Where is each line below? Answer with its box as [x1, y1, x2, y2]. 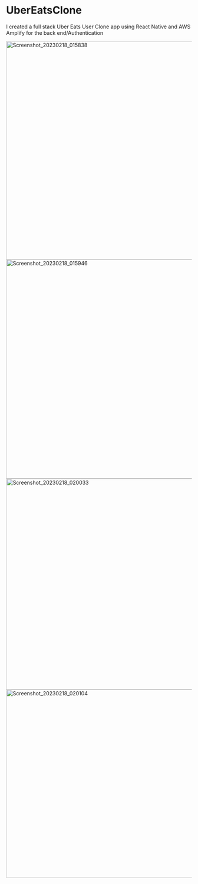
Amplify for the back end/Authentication [6, 29, 104, 36]
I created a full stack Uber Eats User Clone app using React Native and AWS [6, 23, 191, 30]
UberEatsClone [6, 4, 82, 17]
